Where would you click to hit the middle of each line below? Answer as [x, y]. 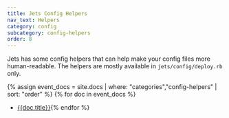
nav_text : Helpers [33, 20]
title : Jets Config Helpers [47, 13]
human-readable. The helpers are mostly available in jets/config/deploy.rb [115, 66]
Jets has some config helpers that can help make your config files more [109, 59]
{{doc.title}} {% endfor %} [53, 108]
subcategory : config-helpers [49, 33]
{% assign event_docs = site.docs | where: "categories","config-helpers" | [112, 87]
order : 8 [20, 39]
